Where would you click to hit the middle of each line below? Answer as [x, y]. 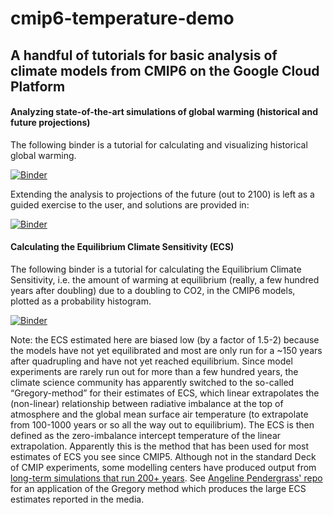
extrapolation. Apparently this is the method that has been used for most [160, 446]
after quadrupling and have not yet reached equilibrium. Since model [151, 361]
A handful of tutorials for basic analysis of [144, 55]
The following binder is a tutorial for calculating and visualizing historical [159, 144]
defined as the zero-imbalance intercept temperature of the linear [146, 435]
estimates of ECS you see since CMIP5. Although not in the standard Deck [163, 456]
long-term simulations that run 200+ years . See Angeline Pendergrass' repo [166, 478]
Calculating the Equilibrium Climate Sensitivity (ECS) [122, 247]
